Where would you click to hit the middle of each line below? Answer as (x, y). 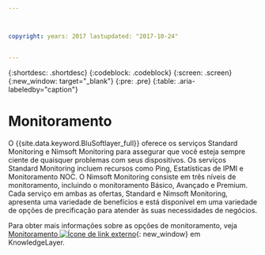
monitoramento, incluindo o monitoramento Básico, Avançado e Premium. (128, 185)
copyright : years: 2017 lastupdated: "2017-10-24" (93, 36)
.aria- (186, 81)
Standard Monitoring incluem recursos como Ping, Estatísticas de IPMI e (126, 168)
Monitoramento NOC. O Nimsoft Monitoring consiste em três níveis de (122, 176)
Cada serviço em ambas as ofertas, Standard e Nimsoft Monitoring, (118, 193)
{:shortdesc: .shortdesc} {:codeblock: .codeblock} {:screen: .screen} (120, 73)
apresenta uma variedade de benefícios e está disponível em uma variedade (133, 201)
